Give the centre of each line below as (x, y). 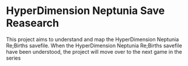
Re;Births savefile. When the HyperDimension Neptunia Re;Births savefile (94, 46)
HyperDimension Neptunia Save (86, 11)
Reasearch (33, 23)
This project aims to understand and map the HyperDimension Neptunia (93, 39)
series (13, 58)
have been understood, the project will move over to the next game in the (94, 51)
